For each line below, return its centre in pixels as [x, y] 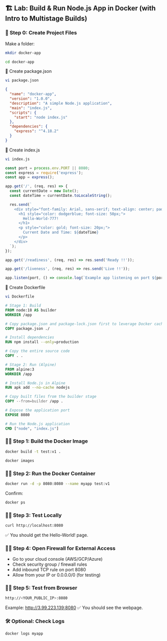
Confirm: [14, 493]
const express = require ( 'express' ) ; [44, 173]
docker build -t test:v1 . [33, 452]
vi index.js [17, 159]
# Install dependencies [30, 337]
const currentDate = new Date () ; [44, 191]
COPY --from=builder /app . [34, 401]
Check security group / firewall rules [50, 564]
